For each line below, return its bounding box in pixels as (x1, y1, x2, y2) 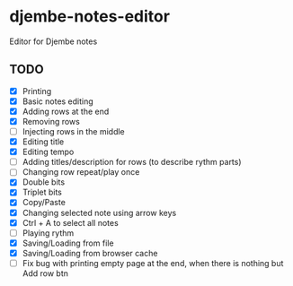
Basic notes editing (22, 96, 94, 107)
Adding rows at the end (22, 106, 110, 117)
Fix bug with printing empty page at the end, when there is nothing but (22, 257, 284, 268)
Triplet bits (22, 186, 63, 198)
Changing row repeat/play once (22, 167, 140, 178)
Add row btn (22, 267, 69, 279)
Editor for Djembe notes (9, 36, 98, 47)
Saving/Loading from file (22, 238, 114, 248)
